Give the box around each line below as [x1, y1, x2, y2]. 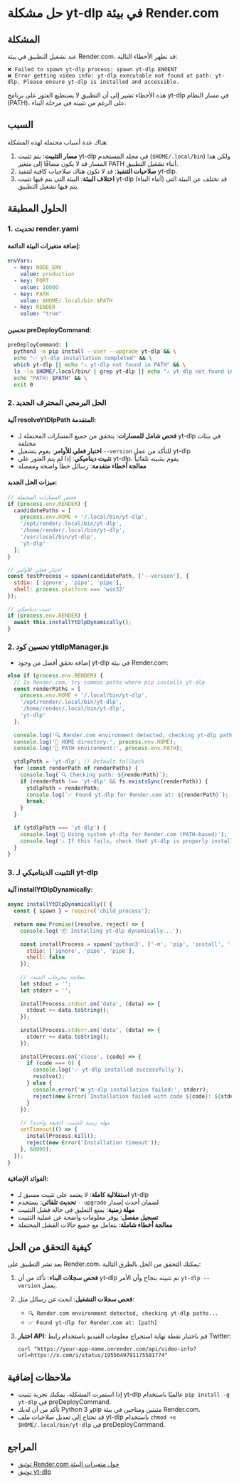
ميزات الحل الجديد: [7, 478, 58, 487]
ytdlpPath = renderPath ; [26, 784, 100, 791]
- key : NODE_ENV [14, 264, 62, 271]
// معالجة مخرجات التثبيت [20, 973, 85, 981]
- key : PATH [14, 290, 50, 297]
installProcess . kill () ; [26, 1133, 97, 1140]
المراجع [7, 1441, 37, 1453]
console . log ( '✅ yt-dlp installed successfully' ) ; [33, 1066, 184, 1074]
